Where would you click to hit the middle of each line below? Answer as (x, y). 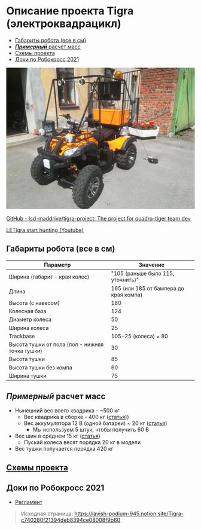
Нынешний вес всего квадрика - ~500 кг (67, 411)
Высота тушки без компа (41, 367)
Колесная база (28, 311)
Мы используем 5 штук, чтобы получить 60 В (91, 430)
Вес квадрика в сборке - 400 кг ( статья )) (77, 417)
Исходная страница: (47, 514)
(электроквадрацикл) (64, 24)
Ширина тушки (28, 375)
